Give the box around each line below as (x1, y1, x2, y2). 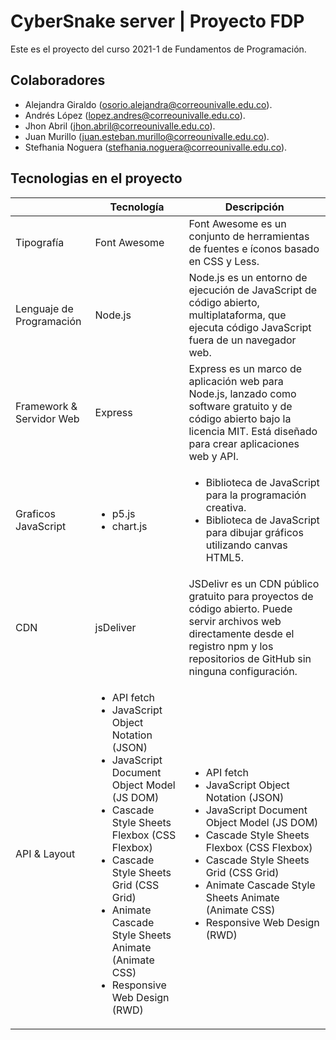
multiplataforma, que (188, 308, 287, 322)
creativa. (205, 500, 247, 514)
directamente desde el (188, 626, 295, 640)
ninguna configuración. (188, 664, 298, 678)
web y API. (188, 449, 239, 463)
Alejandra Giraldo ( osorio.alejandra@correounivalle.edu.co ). (24, 98, 273, 110)
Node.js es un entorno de (188, 270, 308, 284)
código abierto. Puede (188, 601, 293, 615)
